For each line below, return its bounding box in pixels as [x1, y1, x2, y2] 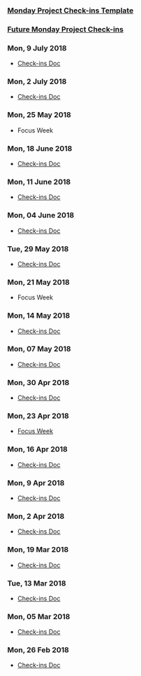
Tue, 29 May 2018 [7, 244, 69, 254]
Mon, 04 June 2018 [7, 210, 75, 220]
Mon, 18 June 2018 [7, 143, 73, 153]
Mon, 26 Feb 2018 [7, 645, 70, 655]
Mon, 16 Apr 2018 [7, 445, 68, 454]
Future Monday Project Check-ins [7, 24, 124, 34]
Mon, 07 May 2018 [7, 344, 71, 354]
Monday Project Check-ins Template [7, 6, 134, 15]
